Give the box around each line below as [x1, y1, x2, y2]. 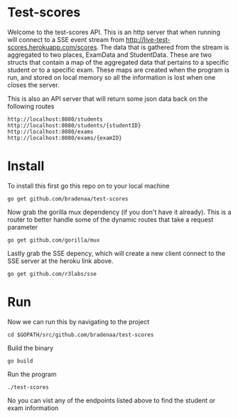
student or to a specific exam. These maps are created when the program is [7, 65, 229, 74]
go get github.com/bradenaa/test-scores [7, 195, 129, 203]
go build [7, 357, 33, 365]
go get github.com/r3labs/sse [7, 270, 97, 277]
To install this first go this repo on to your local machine [7, 181, 170, 190]
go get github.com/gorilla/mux [7, 236, 100, 244]
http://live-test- [125, 35, 171, 43]
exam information [7, 403, 59, 412]
